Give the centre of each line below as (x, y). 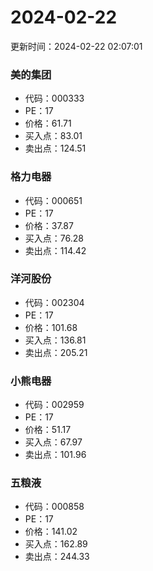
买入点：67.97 (53, 442)
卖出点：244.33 (57, 557)
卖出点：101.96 (55, 455)
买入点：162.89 (56, 544)
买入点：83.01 (53, 136)
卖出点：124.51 (55, 148)
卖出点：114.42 (55, 250)
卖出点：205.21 (56, 352)
